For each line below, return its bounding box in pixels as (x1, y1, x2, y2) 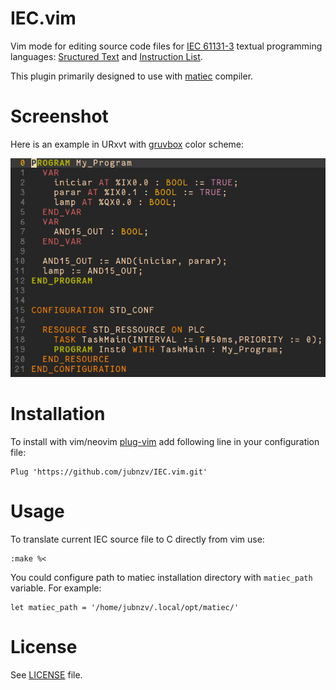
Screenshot (10, 105, 109, 128)
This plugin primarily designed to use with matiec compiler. (10, 70, 254, 82)
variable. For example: (10, 582, 102, 594)
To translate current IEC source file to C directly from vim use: (10, 533, 265, 545)
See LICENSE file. (10, 668, 83, 681)
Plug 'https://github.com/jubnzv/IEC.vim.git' (10, 467, 208, 477)
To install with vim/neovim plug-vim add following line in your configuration (10, 435, 320, 447)
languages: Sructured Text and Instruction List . (10, 50, 203, 62)
